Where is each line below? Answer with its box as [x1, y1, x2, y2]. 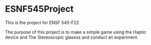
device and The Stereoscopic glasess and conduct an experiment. [5, 34, 138, 40]
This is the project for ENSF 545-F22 [5, 20, 79, 25]
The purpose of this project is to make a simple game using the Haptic [5, 29, 147, 35]
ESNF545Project [5, 3, 74, 15]
